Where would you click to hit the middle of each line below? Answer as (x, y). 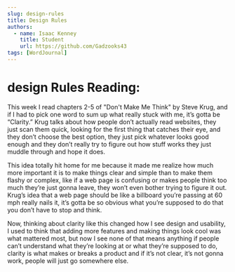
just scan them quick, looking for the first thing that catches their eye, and (114, 129)
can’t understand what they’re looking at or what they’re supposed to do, (113, 245)
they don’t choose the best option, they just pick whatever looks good (108, 137)
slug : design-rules (36, 14)
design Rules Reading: (74, 88)
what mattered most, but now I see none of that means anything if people (113, 238)
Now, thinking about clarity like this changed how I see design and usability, (116, 223)
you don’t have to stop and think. (55, 210)
